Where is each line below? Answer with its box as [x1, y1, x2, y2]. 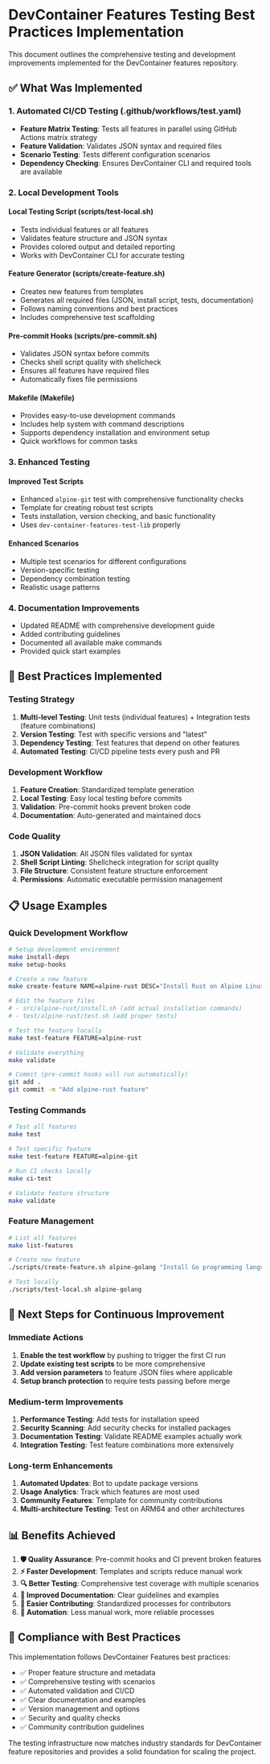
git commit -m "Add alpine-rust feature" [8, 1085, 149, 1094]
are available [19, 167, 63, 176]
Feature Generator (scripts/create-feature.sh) [8, 268, 166, 279]
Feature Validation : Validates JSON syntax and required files [19, 141, 223, 151]
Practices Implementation [8, 23, 185, 41]
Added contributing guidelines [19, 629, 121, 638]
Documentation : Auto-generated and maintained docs [19, 810, 202, 820]
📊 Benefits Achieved [8, 1529, 116, 1542]
